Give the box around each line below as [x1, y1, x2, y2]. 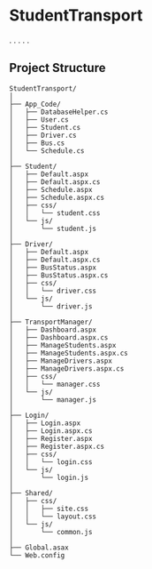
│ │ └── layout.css [9, 512, 97, 521]
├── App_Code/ [9, 100, 62, 108]
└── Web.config [9, 550, 65, 560]
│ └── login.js [9, 473, 89, 482]
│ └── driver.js [9, 301, 93, 311]
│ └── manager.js [9, 395, 97, 405]
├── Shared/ [9, 488, 53, 498]
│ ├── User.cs [9, 115, 69, 124]
